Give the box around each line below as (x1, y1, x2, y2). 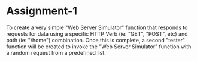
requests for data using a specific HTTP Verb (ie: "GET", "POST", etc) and (6, 30, 188, 37)
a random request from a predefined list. (6, 49, 106, 56)
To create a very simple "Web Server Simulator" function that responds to (6, 24, 188, 31)
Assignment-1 (6, 4, 78, 18)
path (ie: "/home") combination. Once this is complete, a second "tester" (6, 36, 186, 44)
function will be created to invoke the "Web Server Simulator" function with (6, 43, 192, 50)
